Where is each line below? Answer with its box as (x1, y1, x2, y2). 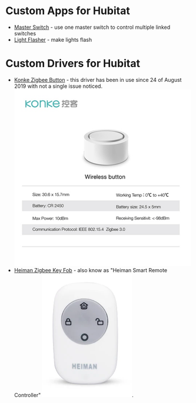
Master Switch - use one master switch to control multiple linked (14, 24, 171, 31)
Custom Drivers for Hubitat (5, 57, 141, 70)
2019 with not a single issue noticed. (14, 82, 103, 90)
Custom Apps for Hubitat (5, 4, 130, 18)
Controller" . (14, 392, 134, 399)
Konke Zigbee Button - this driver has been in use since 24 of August (14, 76, 182, 83)
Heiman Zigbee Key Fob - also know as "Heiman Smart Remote (14, 267, 168, 274)
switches (14, 29, 36, 37)
